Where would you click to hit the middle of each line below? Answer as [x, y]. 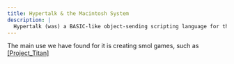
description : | [29, 20]
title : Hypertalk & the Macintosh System [68, 13]
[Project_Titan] [28, 53]
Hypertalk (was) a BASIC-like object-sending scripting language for [116, 26]
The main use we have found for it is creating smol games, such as [103, 46]
